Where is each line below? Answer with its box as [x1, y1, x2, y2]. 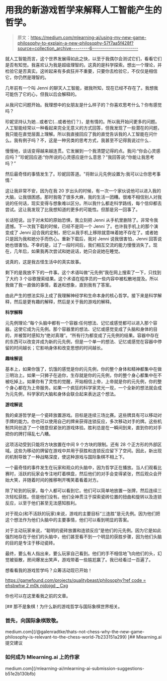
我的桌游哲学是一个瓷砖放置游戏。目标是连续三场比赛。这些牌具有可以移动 [5, 412, 158, 418]
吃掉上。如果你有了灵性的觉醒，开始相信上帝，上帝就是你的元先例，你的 [9, 378, 158, 384]
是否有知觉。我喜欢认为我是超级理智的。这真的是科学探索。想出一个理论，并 [5, 62, 162, 68]
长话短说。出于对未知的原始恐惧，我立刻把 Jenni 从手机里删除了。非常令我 [5, 217, 158, 223]
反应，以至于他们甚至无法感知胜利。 [5, 500, 80, 506]
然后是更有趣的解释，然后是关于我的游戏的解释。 [13, 299, 114, 305]
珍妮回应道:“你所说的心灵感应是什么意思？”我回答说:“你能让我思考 [20, 154, 155, 160]
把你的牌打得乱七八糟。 [5, 431, 53, 437]
